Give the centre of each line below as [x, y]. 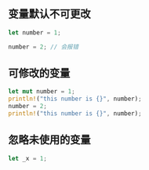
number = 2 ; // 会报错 [44, 47]
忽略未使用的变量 [49, 140]
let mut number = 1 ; [42, 92]
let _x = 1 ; [27, 158]
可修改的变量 [39, 73]
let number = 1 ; [35, 33]
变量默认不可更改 [49, 14]
